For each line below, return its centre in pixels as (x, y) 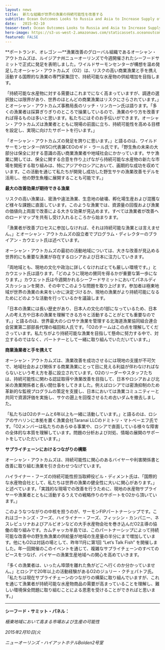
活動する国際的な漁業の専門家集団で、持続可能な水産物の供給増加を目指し (80, 76)
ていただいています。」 (40, 439)
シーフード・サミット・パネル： (37, 611)
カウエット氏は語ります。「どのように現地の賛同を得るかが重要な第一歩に (79, 273)
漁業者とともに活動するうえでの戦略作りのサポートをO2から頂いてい (87, 495)
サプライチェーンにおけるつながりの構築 (46, 449)
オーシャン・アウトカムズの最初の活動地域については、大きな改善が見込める (82, 250)
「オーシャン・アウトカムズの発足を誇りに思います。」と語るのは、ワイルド (81, 141)
